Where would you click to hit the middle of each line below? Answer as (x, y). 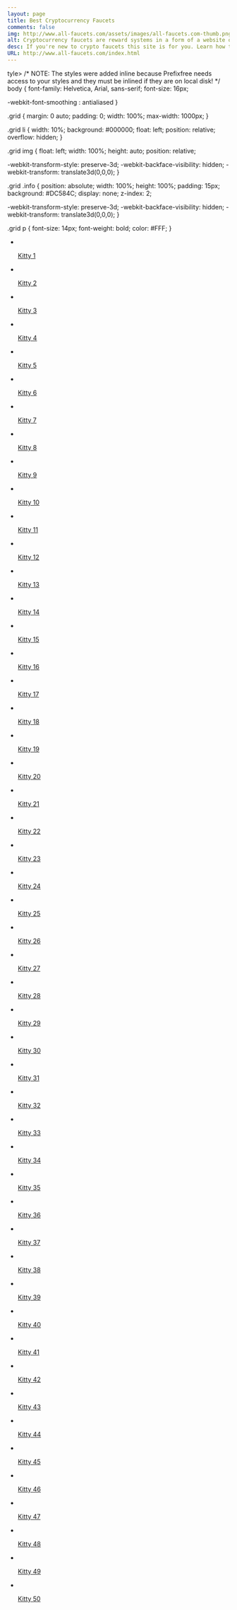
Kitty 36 (29, 1215)
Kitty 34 (29, 1160)
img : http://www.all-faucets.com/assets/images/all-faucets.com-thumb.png (120, 34)
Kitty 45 (29, 1461)
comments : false (31, 27)
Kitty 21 (29, 804)
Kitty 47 (29, 1516)
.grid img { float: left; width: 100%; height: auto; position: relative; (102, 151)
